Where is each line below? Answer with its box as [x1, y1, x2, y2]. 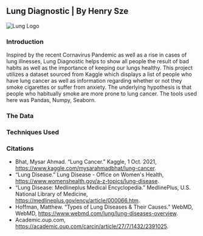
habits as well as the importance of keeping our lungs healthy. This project [6, 64, 193, 72]
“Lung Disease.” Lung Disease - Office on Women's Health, [15, 171, 164, 178]
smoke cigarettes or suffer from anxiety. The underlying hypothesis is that [6, 83, 192, 91]
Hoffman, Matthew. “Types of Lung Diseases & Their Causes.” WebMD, [15, 203, 193, 210]
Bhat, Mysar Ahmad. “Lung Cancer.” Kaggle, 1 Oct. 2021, [15, 158, 157, 165]
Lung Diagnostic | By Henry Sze [6, 6, 129, 16]
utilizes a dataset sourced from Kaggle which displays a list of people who [6, 71, 193, 78]
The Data [6, 112, 34, 120]
